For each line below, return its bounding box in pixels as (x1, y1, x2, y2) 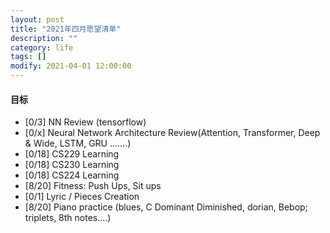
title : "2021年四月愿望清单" (10, 24, 122, 34)
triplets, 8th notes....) (24, 212, 112, 224)
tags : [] (10, 52, 47, 62)
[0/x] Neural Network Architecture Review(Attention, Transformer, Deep (24, 127, 321, 139)
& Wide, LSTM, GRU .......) (24, 137, 132, 150)
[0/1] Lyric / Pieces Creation (24, 191, 140, 203)
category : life (10, 42, 74, 53)
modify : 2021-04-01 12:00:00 (10, 61, 132, 71)
